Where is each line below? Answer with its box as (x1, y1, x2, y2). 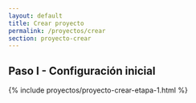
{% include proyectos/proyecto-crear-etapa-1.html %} (8, 85, 189, 95)
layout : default (8, 11, 63, 20)
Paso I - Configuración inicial (8, 64, 156, 77)
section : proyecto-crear (8, 34, 92, 43)
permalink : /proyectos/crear (8, 27, 106, 35)
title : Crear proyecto (8, 19, 84, 27)
